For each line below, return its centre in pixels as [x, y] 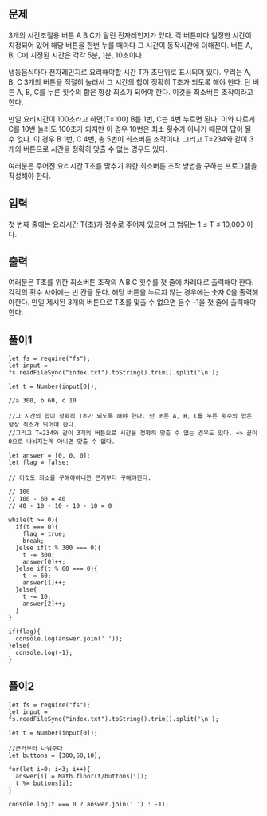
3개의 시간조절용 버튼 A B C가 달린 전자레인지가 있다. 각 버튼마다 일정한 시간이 [130, 35]
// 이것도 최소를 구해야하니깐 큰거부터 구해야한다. [80, 478]
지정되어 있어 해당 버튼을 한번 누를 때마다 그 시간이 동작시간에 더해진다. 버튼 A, [131, 45]
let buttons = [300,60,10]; [55, 756]
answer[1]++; [44, 583]
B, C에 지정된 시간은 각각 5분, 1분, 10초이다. [76, 55]
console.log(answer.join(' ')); [69, 639]
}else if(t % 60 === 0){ [57, 569]
